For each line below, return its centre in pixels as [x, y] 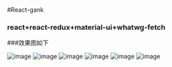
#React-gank [25, 10]
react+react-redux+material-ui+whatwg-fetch [86, 27]
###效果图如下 [28, 43]
